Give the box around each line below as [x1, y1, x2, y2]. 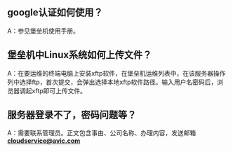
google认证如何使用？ [7, 6, 103, 19]
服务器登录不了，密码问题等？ [7, 109, 137, 121]
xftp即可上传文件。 [31, 86, 86, 95]
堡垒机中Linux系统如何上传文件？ [7, 49, 152, 61]
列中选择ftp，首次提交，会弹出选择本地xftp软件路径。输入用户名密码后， [7, 78, 218, 86]
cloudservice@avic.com [7, 137, 81, 145]
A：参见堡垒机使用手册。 [7, 27, 79, 35]
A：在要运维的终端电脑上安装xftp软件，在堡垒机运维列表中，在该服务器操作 [7, 69, 226, 77]
